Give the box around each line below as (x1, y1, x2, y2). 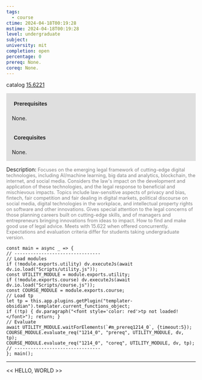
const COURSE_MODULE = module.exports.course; (6, 287, 125, 294)
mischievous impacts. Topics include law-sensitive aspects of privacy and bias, (6, 189, 186, 196)
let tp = (6, 298, 28, 304)
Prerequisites (14, 101, 47, 107)
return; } (35, 314, 61, 320)
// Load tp (6, 293, 34, 299)
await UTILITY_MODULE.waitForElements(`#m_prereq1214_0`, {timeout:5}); (6, 325, 192, 331)
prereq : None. (6, 59, 42, 65)
